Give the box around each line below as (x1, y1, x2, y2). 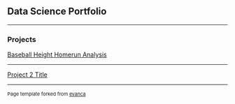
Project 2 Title (7, 70, 48, 79)
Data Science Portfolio (7, 6, 107, 17)
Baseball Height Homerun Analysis (7, 50, 107, 59)
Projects (7, 34, 36, 44)
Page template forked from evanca (7, 91, 86, 98)
